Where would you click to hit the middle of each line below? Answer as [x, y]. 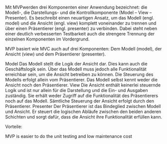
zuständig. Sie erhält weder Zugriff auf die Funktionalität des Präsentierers [82, 95]
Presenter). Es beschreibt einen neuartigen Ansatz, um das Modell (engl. [80, 18]
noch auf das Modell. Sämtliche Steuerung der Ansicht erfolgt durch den [80, 101]
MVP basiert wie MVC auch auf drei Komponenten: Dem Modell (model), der [83, 49]
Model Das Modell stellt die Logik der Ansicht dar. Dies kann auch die [77, 64]
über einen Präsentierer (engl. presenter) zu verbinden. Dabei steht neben [81, 28]
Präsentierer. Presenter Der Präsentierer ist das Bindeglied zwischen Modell [83, 106]
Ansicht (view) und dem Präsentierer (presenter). [56, 54]
